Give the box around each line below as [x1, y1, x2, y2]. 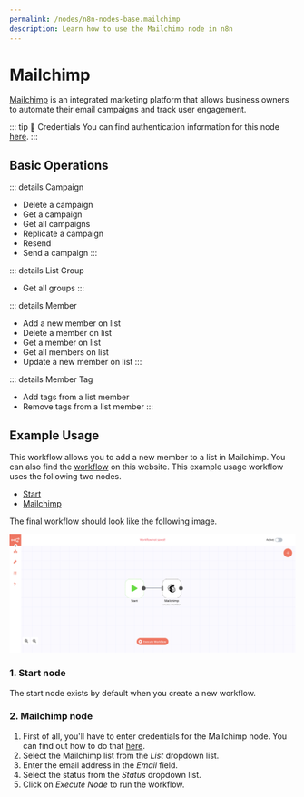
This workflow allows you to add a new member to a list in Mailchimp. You [9, 452, 286, 463]
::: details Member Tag [9, 374, 93, 385]
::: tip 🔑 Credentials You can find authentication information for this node [9, 122, 279, 133]
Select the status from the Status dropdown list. [22, 769, 201, 780]
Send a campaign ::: [22, 248, 98, 259]
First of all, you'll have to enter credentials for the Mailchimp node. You [22, 731, 288, 742]
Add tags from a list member [22, 391, 130, 403]
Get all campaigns [22, 219, 91, 230]
